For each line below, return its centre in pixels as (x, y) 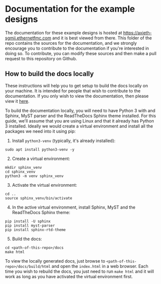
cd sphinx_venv (20, 172)
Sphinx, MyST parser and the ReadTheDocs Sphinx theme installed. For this (80, 116)
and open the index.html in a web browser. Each (100, 266)
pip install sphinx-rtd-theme (36, 230)
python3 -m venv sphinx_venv (34, 176)
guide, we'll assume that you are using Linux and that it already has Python (80, 121)
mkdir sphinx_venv (23, 167)
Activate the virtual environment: (44, 185)
